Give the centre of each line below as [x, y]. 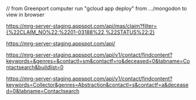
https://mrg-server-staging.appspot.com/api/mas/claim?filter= [82, 26]
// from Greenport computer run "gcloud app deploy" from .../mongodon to [97, 8]
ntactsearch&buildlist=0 [35, 67]
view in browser [26, 15]
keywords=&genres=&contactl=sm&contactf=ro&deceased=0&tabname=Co [98, 61]
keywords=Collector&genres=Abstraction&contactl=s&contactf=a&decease [97, 85]
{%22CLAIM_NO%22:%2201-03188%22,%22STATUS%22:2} [80, 32]
